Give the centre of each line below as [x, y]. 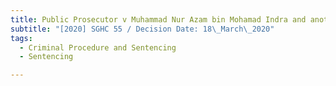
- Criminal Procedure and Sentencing [98, 47]
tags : [21, 38]
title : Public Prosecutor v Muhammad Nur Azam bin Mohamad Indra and [158, 19]
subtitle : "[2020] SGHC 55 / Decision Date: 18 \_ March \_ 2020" [142, 29]
